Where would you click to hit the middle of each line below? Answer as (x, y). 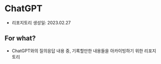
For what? (20, 38)
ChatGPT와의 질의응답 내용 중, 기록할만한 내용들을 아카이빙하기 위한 (77, 51)
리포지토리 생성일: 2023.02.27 (41, 22)
